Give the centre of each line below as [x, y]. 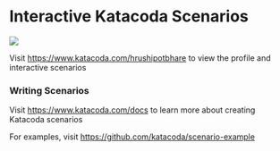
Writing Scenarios [49, 90]
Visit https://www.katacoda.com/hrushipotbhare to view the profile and [140, 58]
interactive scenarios [48, 67]
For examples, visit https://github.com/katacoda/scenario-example [132, 137]
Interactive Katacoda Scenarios [129, 17]
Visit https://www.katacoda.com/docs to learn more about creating [132, 110]
